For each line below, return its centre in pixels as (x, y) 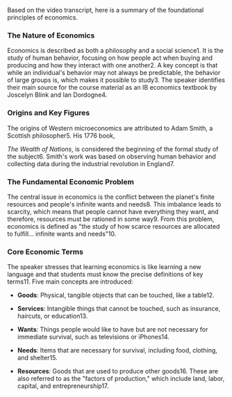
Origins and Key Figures (49, 113)
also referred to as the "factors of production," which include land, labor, (121, 379)
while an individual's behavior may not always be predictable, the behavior (114, 73)
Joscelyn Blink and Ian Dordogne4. (57, 95)
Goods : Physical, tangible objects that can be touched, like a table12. (116, 295)
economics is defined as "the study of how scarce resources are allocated (114, 226)
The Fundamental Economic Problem (71, 181)
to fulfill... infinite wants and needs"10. (62, 234)
